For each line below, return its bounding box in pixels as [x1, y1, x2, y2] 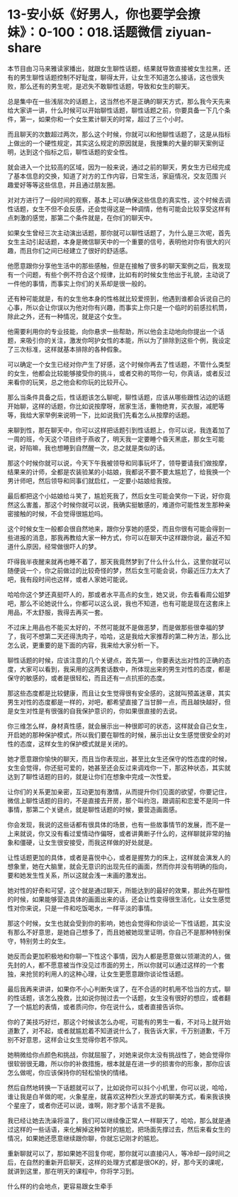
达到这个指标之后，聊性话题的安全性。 [19, 147, 132, 156]
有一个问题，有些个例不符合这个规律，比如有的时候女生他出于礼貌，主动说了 [7, 270, 231, 279]
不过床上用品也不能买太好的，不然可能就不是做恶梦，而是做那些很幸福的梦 [7, 623, 225, 631]
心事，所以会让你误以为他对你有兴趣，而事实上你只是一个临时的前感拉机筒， [7, 303, 231, 311]
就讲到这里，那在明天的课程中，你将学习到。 [7, 1166, 138, 1175]
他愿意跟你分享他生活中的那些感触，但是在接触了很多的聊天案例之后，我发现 [7, 261, 231, 270]
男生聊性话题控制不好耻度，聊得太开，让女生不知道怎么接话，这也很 [19, 73, 218, 82]
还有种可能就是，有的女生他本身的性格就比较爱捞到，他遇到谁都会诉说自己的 [7, 294, 231, 303]
